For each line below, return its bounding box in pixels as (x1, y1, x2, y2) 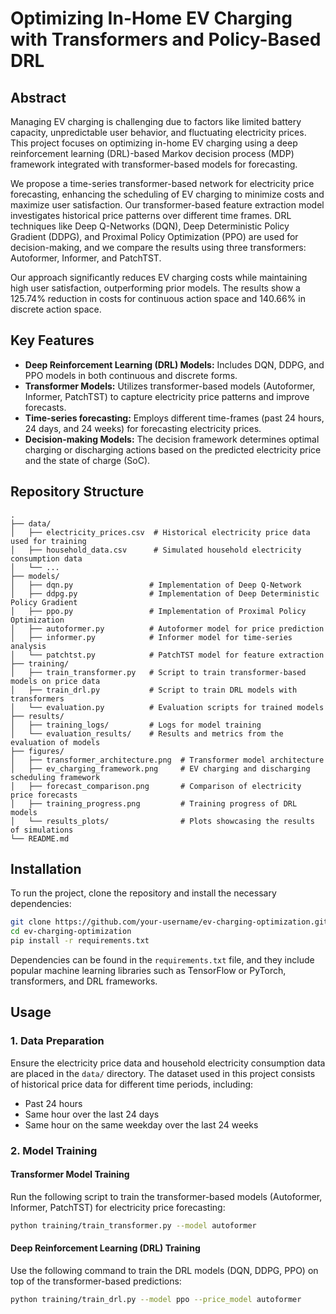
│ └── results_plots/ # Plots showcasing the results (10, 816, 315, 826)
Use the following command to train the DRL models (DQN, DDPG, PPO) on (10, 1264, 319, 1276)
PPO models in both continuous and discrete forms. (24, 369, 238, 381)
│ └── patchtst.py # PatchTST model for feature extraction (10, 650, 325, 660)
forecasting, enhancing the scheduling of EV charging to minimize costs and (10, 188, 325, 200)
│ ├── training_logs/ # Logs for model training (10, 720, 262, 730)
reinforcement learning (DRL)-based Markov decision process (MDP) (10, 148, 295, 159)
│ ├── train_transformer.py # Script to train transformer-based (10, 667, 307, 677)
